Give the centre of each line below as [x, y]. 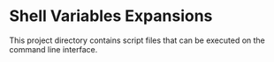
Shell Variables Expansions [111, 16]
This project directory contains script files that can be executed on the [137, 40]
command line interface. [53, 49]
